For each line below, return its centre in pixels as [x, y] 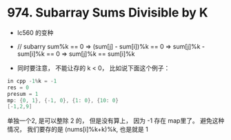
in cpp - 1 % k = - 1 [32, 81]
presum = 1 [23, 94]
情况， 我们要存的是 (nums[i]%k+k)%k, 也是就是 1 [78, 130]
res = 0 [18, 88]
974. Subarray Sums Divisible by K [108, 13]
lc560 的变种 [35, 32]
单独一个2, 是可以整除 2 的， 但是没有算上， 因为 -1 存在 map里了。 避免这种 [116, 121]
